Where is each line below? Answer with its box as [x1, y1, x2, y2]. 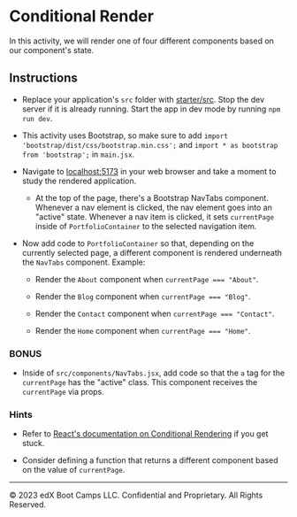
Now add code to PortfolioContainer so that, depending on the [21, 237, 255, 249]
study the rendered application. [21, 175, 137, 186]
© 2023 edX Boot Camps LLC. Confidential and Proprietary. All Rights [9, 490, 263, 501]
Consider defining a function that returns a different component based [21, 455, 278, 466]
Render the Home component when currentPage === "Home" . [34, 325, 251, 336]
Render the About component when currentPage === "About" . [34, 274, 259, 284]
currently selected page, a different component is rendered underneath [21, 247, 283, 258]
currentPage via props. [21, 387, 104, 397]
